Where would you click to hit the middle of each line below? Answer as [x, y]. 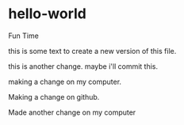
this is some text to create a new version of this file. [92, 51]
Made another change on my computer [72, 112]
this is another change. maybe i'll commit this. [83, 66]
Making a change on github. [54, 97]
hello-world [48, 14]
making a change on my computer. [65, 81]
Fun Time [24, 36]
